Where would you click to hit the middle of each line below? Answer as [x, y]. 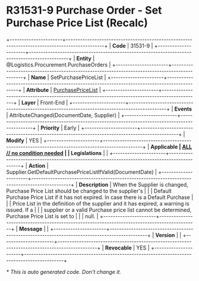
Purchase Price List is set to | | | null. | [53, 216]
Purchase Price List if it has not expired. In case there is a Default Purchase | [100, 197]
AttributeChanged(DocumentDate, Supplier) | [64, 115]
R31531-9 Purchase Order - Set [84, 10]
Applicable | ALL [171, 147]
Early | [72, 128]
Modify [15, 140]
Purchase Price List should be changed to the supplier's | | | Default [89, 191]
